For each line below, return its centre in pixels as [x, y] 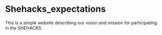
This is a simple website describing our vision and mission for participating [81, 23]
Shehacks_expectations [56, 9]
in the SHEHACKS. [24, 28]
